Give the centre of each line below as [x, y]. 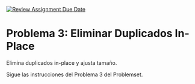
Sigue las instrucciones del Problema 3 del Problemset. [75, 74]
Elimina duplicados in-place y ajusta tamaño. [62, 62]
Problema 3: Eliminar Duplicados [89, 34]
